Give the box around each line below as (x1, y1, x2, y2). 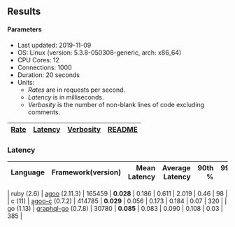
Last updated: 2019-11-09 (17, 41, 92, 49)
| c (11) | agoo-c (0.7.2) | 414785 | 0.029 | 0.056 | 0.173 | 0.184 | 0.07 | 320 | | (7, 196, 227, 205)
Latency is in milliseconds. (27, 92, 104, 101)
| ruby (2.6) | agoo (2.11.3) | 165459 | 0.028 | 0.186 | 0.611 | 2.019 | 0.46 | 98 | (7, 189, 228, 198)
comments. (27, 108, 61, 116)
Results (7, 6, 41, 18)
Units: (17, 78, 35, 86)
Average (162, 163, 191, 172)
